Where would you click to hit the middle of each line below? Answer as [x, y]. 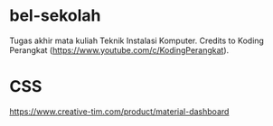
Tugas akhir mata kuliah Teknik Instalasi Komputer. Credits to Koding [137, 40]
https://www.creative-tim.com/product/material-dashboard [119, 111]
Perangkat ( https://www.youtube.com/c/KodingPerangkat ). [119, 49]
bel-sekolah [55, 16]
